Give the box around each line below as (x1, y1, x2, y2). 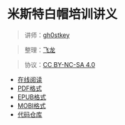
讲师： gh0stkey (24, 31, 70, 39)
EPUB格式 (17, 92, 47, 101)
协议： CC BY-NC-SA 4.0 (24, 60, 96, 68)
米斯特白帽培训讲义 (7, 6, 118, 22)
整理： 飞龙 (24, 45, 56, 54)
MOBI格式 (17, 101, 47, 110)
